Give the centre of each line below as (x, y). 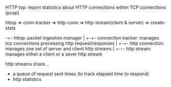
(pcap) (12, 13)
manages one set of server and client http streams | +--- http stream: (79, 49)
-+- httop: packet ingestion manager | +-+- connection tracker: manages (82, 38)
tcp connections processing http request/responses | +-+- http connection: (85, 43)
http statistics (27, 79)
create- (158, 23)
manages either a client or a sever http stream (54, 54)
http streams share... (27, 64)
